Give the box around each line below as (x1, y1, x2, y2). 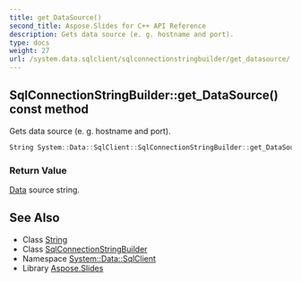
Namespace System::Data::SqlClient (21, 252, 157, 264)
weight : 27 (9, 47, 50, 56)
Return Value (9, 164, 67, 176)
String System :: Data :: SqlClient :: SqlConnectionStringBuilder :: (9, 142, 251, 152)
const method (9, 102, 90, 117)
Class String (21, 234, 68, 244)
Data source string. (9, 184, 81, 195)
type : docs (9, 38, 50, 47)
